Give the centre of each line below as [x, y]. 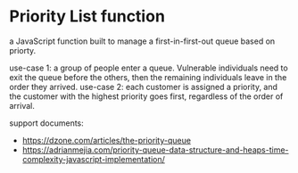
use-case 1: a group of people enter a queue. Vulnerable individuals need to [149, 68]
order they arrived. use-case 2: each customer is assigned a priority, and [144, 86]
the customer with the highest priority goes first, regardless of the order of [146, 96]
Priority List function [87, 16]
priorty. [23, 50]
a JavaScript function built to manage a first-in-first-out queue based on [142, 41]
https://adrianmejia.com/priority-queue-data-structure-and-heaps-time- [155, 150]
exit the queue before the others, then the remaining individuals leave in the [148, 77]
